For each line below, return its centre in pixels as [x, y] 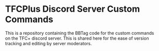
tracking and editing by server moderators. [48, 43]
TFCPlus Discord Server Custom [73, 9]
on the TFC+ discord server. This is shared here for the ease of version [77, 38]
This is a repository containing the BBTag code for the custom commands [79, 33]
